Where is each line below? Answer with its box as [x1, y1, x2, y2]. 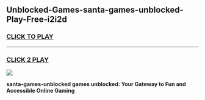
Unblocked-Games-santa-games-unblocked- [6, 5, 184, 15]
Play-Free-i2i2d [6, 15, 67, 25]
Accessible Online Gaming [6, 87, 75, 94]
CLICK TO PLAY [6, 33, 54, 41]
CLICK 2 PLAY [6, 55, 49, 64]
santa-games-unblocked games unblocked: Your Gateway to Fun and [6, 80, 186, 87]
